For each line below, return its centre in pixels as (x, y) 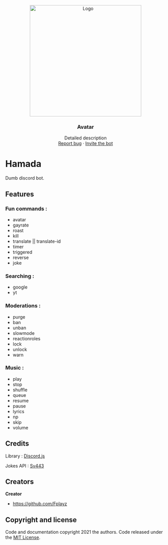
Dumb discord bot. (25, 178)
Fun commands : (26, 209)
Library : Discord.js (25, 456)
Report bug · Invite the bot (86, 144)
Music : (15, 368)
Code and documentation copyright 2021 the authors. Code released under (84, 532)
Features (20, 194)
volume (20, 427)
